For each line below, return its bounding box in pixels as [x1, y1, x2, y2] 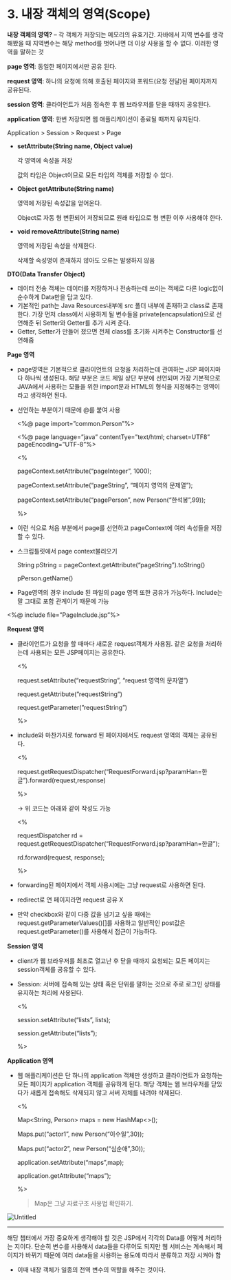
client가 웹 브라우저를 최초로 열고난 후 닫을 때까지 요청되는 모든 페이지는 [16, 956, 211, 965]
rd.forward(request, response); [16, 853, 105, 862]
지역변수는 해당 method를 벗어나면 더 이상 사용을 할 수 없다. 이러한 [32, 39, 212, 47]
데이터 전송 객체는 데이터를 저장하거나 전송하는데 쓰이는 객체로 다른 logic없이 [16, 284, 224, 292]
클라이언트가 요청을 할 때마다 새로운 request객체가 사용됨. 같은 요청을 [16, 639, 204, 648]
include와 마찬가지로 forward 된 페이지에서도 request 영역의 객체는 [16, 731, 199, 739]
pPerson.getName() [16, 573, 74, 582]
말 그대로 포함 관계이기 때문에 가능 [16, 597, 109, 605]
